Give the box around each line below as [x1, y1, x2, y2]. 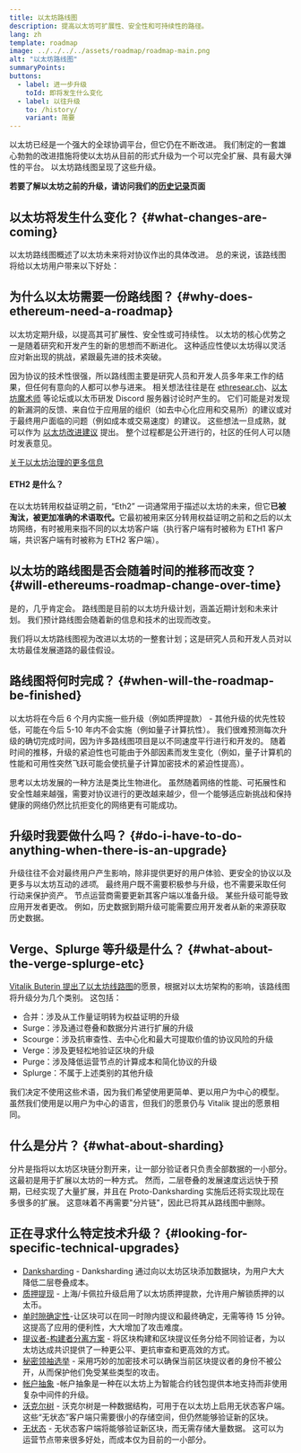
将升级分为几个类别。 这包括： [9, 992, 122, 1003]
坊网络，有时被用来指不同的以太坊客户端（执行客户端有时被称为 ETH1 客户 [9, 523, 284, 534]
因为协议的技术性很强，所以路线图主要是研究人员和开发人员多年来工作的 [9, 370, 276, 381]
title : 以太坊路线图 [9, 13, 78, 22]
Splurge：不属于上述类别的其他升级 [21, 1068, 154, 1078]
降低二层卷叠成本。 [21, 1277, 94, 1288]
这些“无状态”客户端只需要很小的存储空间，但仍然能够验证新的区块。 [21, 1412, 273, 1422]
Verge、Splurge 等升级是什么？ [9, 941, 185, 957]
